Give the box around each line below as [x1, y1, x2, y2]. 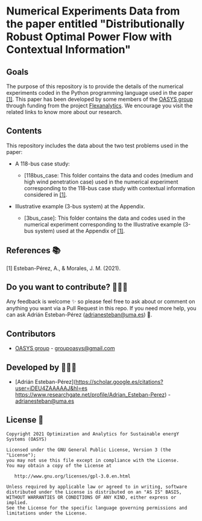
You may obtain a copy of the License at [6, 462, 112, 468]
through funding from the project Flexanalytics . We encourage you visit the [6, 102, 193, 109]
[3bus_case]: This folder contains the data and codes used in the [24, 214, 186, 222]
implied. [6, 499, 28, 505]
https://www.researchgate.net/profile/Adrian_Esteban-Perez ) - [14, 391, 171, 398]
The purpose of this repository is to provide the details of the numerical [6, 83, 184, 90]
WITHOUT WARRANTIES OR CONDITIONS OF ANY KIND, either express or [6, 494, 177, 500]
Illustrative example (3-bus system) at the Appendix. [14, 202, 146, 209]
